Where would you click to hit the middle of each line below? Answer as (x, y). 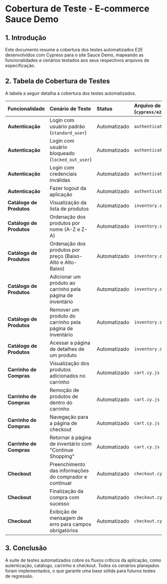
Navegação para (69, 417)
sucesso (59, 503)
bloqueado (62, 153)
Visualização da (68, 202)
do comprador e (68, 477)
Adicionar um (65, 276)
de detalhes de (67, 349)
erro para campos (70, 524)
